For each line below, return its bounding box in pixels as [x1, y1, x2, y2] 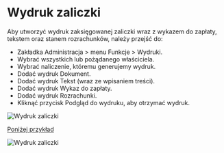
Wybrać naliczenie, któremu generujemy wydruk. [16, 62, 156, 70]
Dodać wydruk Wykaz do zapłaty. [16, 84, 112, 92]
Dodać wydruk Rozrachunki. [16, 91, 97, 100]
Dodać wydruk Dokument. [16, 70, 91, 78]
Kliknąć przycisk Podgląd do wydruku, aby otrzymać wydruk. [16, 98, 190, 107]
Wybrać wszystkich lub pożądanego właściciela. [16, 55, 155, 63]
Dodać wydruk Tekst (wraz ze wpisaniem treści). [16, 76, 155, 85]
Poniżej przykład [7, 125, 54, 133]
